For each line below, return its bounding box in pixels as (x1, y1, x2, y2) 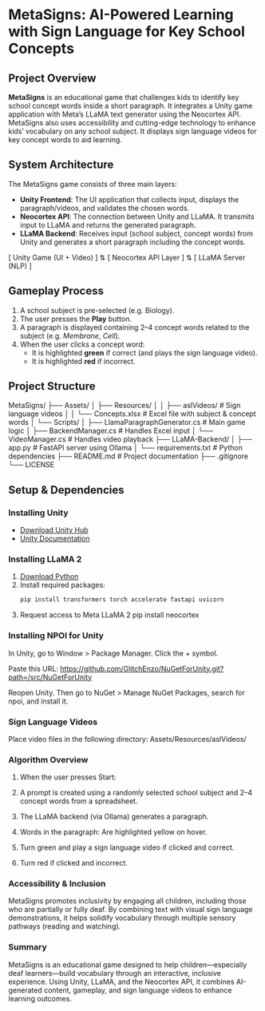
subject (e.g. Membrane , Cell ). (19, 331, 121, 340)
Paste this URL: (8, 664, 58, 673)
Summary (8, 942, 48, 953)
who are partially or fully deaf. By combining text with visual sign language (8, 905, 253, 914)
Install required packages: (19, 581, 105, 590)
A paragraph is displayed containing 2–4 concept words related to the (19, 322, 250, 332)
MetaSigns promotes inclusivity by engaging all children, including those (8, 896, 247, 906)
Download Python (19, 572, 79, 581)
